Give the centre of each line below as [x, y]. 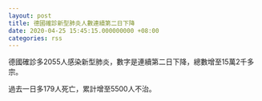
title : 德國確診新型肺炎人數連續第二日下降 [72, 23]
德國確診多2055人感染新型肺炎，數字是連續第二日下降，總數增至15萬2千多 [131, 62]
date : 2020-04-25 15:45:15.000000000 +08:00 [84, 30]
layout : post [30, 16]
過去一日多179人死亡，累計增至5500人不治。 [82, 89]
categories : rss [35, 38]
